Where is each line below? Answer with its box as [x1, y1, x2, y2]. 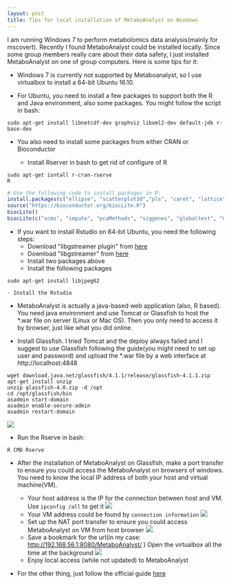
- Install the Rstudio [7, 289, 72, 296]
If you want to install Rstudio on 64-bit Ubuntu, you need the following [16, 227, 217, 236]
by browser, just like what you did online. [16, 323, 133, 331]
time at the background [27, 548, 94, 556]
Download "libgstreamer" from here [27, 249, 129, 258]
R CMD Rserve [7, 446, 45, 453]
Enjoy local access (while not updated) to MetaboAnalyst [27, 556, 189, 564]
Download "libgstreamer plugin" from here [27, 242, 148, 250]
